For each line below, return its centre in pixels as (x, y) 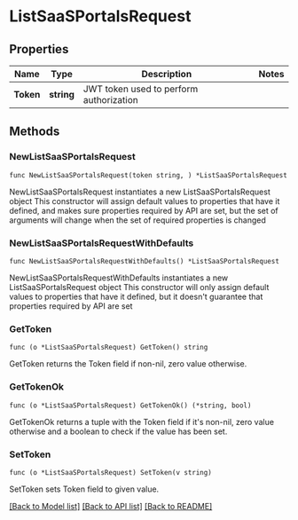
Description (167, 74)
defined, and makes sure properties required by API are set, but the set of (144, 210)
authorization (111, 100)
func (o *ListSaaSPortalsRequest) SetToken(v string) (111, 472)
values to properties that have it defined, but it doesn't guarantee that (136, 296)
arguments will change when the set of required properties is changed (137, 220)
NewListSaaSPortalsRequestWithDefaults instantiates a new (119, 278)
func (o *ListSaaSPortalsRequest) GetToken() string (109, 348)
